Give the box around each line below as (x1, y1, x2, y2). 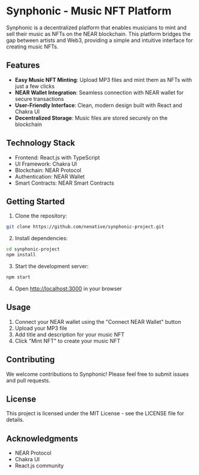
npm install (6, 252, 36, 258)
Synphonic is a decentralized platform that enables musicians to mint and (6, 24, 187, 31)
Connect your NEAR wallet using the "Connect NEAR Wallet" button (14, 318, 181, 325)
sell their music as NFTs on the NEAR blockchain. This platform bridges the (6, 30, 191, 37)
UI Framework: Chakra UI (14, 160, 78, 167)
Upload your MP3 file (14, 324, 68, 332)
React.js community (14, 462, 64, 470)
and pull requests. (6, 376, 51, 384)
